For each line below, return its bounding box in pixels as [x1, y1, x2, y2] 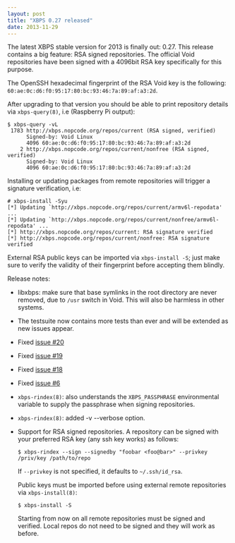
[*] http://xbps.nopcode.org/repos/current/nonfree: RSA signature [7, 235, 210, 242]
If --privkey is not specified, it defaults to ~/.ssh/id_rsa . [17, 467, 183, 476]
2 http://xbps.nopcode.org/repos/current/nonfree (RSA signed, [20, 146, 210, 153]
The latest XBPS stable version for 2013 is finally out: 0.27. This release [7, 43, 214, 51]
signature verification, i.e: [7, 184, 81, 193]
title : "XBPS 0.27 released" [7, 17, 93, 24]
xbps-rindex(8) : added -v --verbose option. [17, 414, 146, 422]
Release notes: [7, 274, 51, 283]
